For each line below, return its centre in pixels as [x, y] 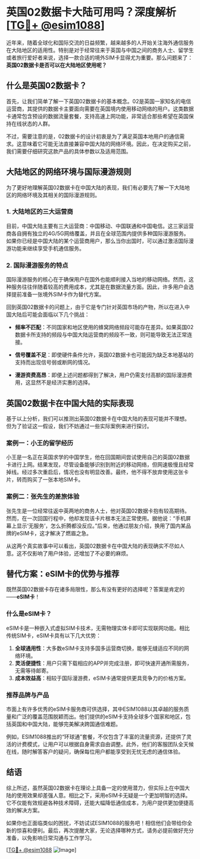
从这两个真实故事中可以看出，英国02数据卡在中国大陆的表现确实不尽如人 [96, 546]
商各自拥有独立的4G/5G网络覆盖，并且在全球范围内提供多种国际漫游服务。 [98, 233]
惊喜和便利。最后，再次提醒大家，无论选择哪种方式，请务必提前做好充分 [105, 830]
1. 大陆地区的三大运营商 [40, 211]
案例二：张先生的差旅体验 [43, 496]
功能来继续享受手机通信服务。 [48, 248]
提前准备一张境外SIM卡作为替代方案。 [58, 294]
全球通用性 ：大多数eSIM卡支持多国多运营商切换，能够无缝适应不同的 [99, 648]
